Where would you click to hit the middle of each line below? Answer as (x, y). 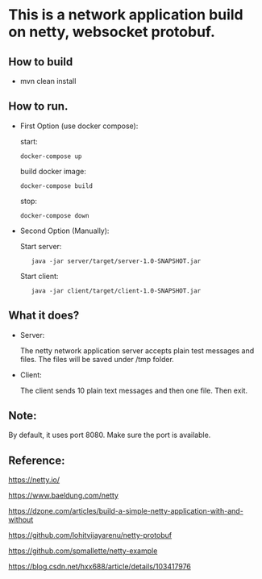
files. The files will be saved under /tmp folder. (97, 359)
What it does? (44, 316)
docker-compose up (51, 156)
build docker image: (53, 171)
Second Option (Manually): (64, 231)
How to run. (38, 106)
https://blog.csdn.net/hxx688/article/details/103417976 (100, 567)
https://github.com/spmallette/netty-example (83, 551)
